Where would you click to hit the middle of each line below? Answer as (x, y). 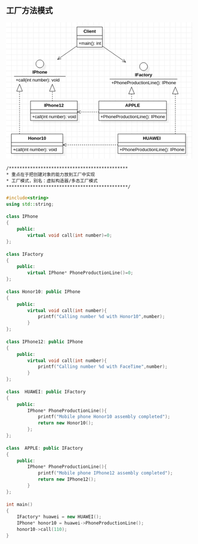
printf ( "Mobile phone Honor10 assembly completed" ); (104, 417)
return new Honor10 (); (66, 423)
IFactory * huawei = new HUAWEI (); (59, 517)
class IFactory (25, 254)
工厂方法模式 (30, 11)
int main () (20, 504)
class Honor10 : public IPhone (43, 292)
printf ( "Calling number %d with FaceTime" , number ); (103, 367)
